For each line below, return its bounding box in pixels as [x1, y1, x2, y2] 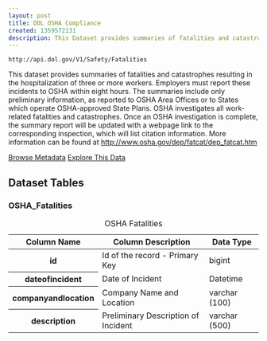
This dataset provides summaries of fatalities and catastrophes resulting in [8, 69, 253, 80]
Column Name [25, 236, 81, 247]
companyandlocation [12, 292, 95, 304]
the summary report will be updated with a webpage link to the [8, 120, 214, 130]
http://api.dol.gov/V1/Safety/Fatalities [8, 56, 148, 64]
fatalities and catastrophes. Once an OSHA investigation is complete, [33, 112, 258, 122]
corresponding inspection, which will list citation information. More [8, 129, 226, 139]
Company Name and [102, 287, 179, 298]
